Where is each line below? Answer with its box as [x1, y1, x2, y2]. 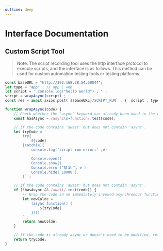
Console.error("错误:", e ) [31, 165, 86, 170]
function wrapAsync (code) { [5, 107, 62, 112]
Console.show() [31, 161, 62, 165]
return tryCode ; [14, 237, 47, 242]
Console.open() [31, 156, 62, 161]
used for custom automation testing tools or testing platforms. [16, 71, 141, 76]
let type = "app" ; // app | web [5, 85, 73, 90]
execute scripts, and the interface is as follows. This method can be [16, 65, 152, 71]
